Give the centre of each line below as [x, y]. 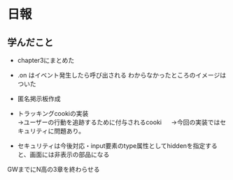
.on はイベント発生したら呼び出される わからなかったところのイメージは [122, 75]
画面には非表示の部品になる [70, 155]
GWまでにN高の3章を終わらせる [54, 169]
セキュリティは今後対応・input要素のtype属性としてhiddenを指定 [111, 146]
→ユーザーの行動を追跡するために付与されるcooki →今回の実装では [119, 122]
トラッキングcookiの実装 [53, 113]
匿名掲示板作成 [39, 99]
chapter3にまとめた [46, 60]
